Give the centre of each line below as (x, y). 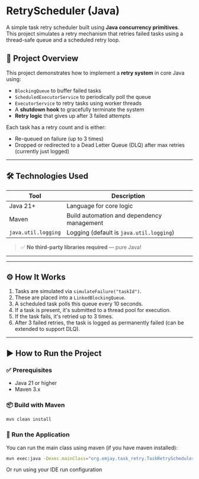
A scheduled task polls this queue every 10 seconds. (79, 304)
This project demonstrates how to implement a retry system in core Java (95, 73)
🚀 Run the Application (38, 435)
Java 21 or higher (36, 383)
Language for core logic (100, 205)
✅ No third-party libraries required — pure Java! (81, 247)
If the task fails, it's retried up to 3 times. (64, 316)
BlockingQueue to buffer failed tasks (58, 91)
